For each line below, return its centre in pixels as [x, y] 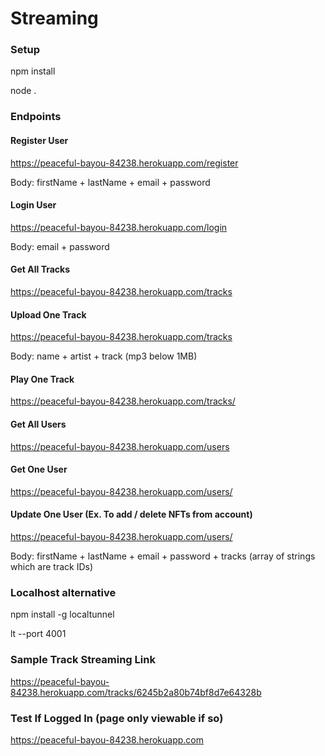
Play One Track [42, 379]
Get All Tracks [40, 269]
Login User [33, 205]
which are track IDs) [52, 567]
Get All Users [38, 424]
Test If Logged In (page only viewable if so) [117, 718]
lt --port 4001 [38, 634]
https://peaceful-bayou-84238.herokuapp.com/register [124, 163]
